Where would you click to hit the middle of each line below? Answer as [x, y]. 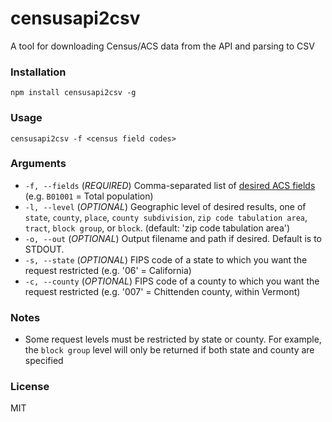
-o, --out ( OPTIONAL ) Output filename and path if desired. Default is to [173, 238]
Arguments [38, 164]
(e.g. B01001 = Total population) [89, 196]
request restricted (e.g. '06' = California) [108, 270]
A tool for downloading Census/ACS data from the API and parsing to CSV [162, 46]
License [30, 387]
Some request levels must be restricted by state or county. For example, [173, 339]
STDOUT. [44, 249]
